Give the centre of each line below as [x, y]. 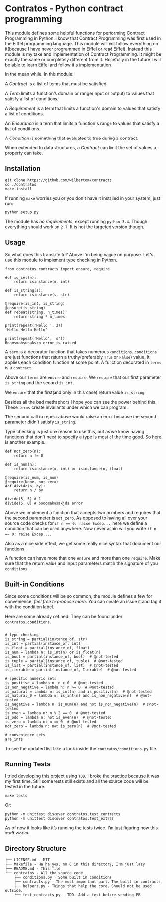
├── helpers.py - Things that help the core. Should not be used [83, 886]
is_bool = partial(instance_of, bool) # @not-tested [62, 657]
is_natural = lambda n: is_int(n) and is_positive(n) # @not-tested [79, 692]
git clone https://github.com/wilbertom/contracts [58, 180]
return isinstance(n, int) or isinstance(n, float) [68, 469]
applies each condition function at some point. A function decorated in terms [83, 362]
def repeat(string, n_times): [36, 312]
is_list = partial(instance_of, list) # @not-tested [62, 666]
